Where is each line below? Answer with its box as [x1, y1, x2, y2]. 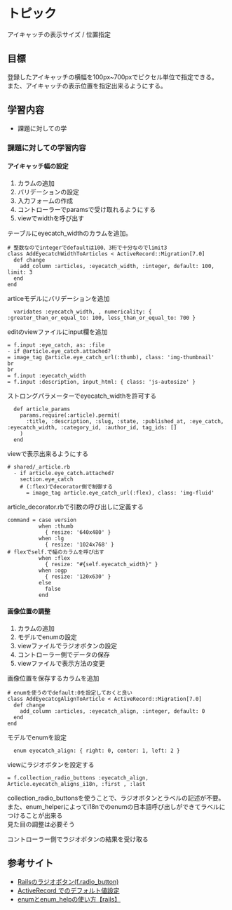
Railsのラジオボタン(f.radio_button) [17, 877, 119, 885]
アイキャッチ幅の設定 [7, 162, 69, 170]
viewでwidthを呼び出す [17, 214, 84, 222]
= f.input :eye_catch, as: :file [7, 341, 105, 349]
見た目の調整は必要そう [7, 819, 75, 828]
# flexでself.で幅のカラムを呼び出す [7, 548, 105, 556]
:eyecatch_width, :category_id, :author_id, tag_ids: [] [7, 424, 177, 431]
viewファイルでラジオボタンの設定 [17, 641, 118, 650]
